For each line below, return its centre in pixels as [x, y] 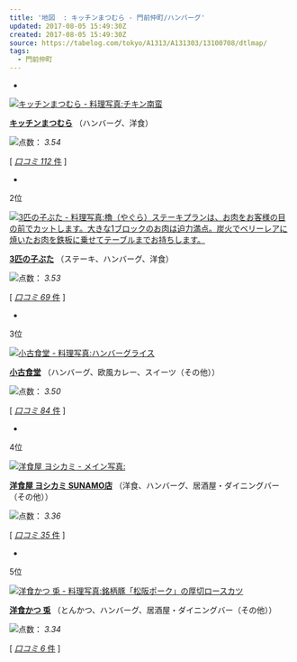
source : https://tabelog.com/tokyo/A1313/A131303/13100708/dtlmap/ [139, 43]
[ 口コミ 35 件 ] [37, 535]
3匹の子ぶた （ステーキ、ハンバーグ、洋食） [91, 259]
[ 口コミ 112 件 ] [38, 161]
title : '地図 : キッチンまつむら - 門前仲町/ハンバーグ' [107, 18]
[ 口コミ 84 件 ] [37, 410]
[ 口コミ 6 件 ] [35, 648]
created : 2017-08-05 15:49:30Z [68, 34]
